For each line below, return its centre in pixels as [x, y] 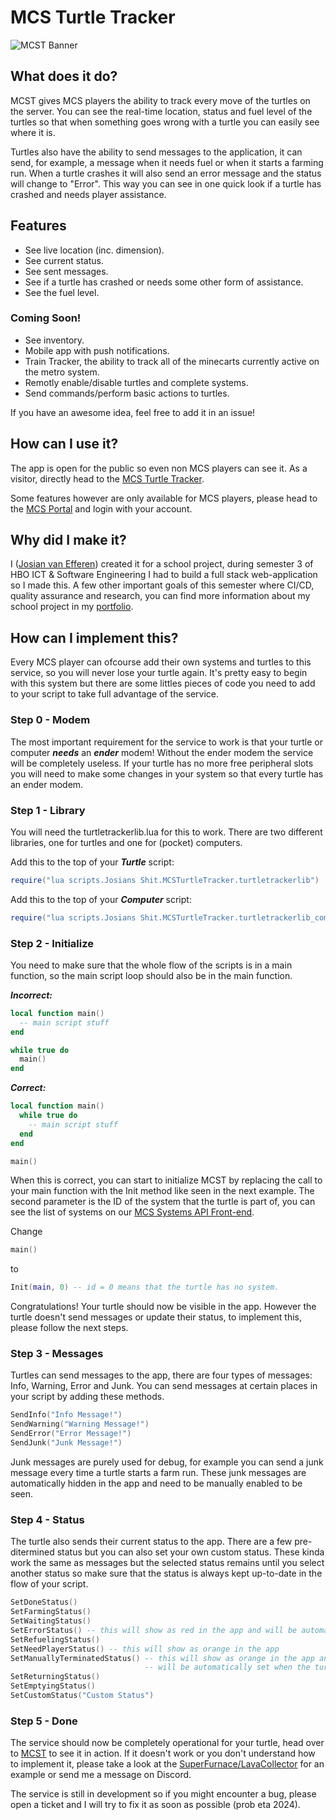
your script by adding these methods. [87, 1397]
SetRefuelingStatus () [55, 1639]
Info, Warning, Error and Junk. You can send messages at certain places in [164, 1386]
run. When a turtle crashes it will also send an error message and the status [166, 173]
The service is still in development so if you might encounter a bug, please [163, 1794]
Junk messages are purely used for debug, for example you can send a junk [167, 1462]
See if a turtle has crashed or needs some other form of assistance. [164, 282]
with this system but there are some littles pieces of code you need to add [163, 683]
